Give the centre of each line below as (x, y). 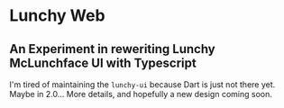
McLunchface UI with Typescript (103, 63)
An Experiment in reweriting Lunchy (112, 49)
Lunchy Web (57, 16)
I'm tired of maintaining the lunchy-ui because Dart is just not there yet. (142, 85)
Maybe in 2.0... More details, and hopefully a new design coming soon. (141, 94)
